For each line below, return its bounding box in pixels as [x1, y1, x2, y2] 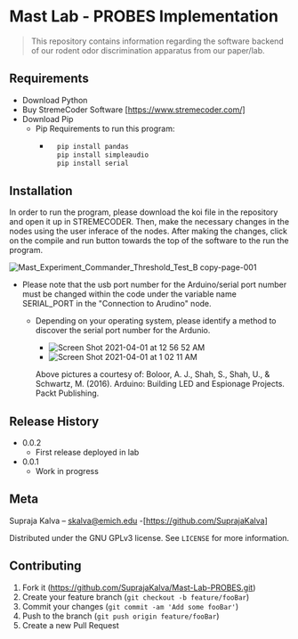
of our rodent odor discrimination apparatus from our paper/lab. [30, 45, 265, 55]
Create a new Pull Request [21, 619, 120, 630]
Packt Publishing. [35, 388, 100, 398]
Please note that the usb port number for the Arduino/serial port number [21, 279, 287, 291]
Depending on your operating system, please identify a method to [35, 315, 278, 326]
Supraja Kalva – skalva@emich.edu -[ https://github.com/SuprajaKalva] [9, 515, 269, 526]
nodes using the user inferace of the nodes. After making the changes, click [9, 225, 287, 237]
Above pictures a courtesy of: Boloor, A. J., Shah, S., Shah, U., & [35, 369, 270, 380]
